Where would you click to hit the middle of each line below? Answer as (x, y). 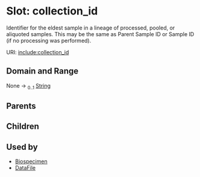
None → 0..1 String (29, 86)
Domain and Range (42, 71)
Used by (22, 147)
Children (23, 127)
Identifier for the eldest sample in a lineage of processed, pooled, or (91, 28)
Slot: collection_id (52, 11)
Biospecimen (31, 161)
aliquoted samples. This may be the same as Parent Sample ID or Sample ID (100, 34)
